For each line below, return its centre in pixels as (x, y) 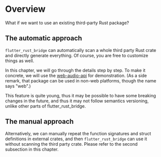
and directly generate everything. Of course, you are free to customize (77, 55)
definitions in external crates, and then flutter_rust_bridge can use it (76, 139)
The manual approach (39, 122)
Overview (25, 9)
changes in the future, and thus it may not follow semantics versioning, (77, 101)
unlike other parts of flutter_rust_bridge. (46, 106)
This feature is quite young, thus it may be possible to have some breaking (80, 95)
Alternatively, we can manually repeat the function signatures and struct (78, 133)
